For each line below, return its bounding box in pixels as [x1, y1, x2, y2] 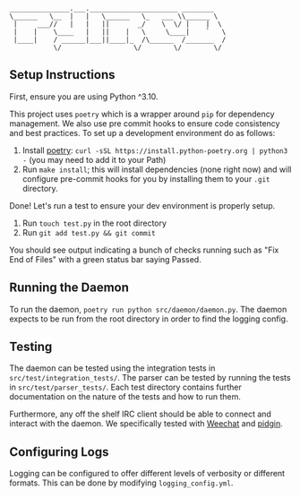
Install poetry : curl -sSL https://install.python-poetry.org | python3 [21, 144, 288, 156]
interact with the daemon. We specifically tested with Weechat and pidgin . [9, 418, 284, 429]
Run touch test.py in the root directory [21, 218, 167, 228]
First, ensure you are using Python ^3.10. [9, 90, 159, 102]
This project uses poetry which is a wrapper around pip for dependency [9, 108, 275, 119]
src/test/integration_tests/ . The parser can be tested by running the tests [9, 373, 291, 383]
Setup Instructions [9, 67, 116, 82]
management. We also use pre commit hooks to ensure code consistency [9, 117, 280, 129]
